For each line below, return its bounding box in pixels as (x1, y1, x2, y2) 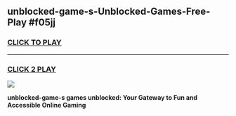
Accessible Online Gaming (7, 101, 86, 109)
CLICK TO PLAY (7, 38, 62, 48)
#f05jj (28, 17, 56, 29)
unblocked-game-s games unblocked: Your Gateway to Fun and (7, 93, 198, 101)
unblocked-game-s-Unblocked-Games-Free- (7, 6, 211, 18)
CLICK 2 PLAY (7, 64, 56, 74)
